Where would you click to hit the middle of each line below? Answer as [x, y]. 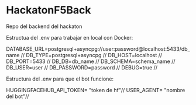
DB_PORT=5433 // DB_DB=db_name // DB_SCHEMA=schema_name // [91, 61]
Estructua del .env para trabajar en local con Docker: [70, 37]
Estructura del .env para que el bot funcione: [60, 79]
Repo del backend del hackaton [44, 26]
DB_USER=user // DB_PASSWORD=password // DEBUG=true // [82, 67]
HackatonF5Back [49, 10]
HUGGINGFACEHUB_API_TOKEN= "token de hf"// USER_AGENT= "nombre [96, 90]
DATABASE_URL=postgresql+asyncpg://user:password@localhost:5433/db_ [98, 49]
